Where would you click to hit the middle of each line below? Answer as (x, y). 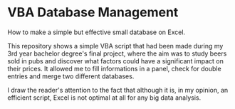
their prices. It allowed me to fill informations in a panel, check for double (115, 68)
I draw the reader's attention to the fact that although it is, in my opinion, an (118, 90)
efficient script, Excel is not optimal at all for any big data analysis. (104, 98)
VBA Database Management (93, 12)
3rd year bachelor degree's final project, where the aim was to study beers (117, 53)
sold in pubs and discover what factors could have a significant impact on (116, 61)
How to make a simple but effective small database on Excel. (96, 32)
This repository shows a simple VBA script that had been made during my (115, 46)
